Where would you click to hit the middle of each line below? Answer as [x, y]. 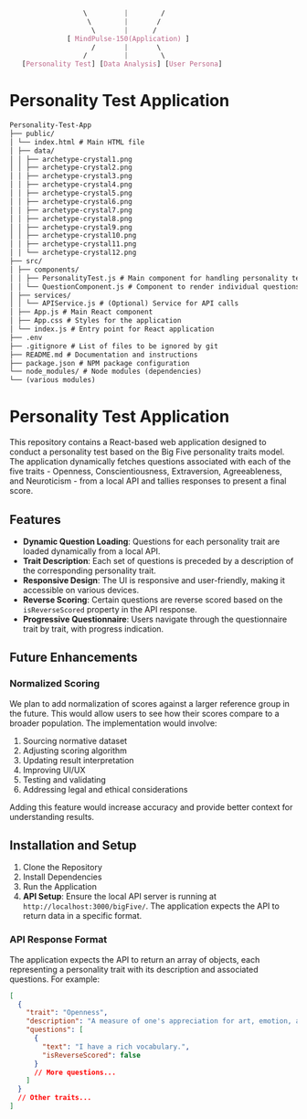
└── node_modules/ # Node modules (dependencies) [106, 372]
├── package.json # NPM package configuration [100, 363]
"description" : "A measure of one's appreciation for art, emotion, [159, 1021]
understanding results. [52, 816]
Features [35, 520]
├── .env [26, 337]
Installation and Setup [73, 846]
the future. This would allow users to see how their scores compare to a [145, 713]
